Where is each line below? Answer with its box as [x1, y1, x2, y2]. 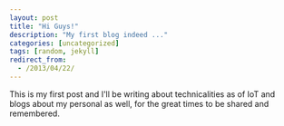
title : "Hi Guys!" [9, 22, 79, 31]
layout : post [9, 13, 59, 23]
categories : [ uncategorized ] [9, 38, 120, 48]
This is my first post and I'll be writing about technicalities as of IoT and [9, 88, 276, 100]
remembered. [9, 108, 61, 119]
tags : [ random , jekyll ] [9, 47, 100, 56]
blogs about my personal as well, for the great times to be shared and [9, 98, 269, 109]
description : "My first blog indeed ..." [9, 30, 169, 39]
